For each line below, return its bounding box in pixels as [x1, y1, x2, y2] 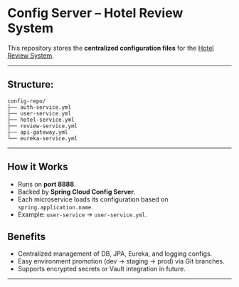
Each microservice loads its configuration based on [17, 194, 169, 204]
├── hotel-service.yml [7, 116, 75, 123]
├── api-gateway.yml [7, 128, 69, 136]
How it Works [7, 161, 68, 173]
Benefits [7, 230, 46, 243]
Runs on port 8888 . [17, 179, 76, 188]
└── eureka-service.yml [7, 135, 78, 142]
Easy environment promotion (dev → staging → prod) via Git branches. [17, 257, 225, 266]
